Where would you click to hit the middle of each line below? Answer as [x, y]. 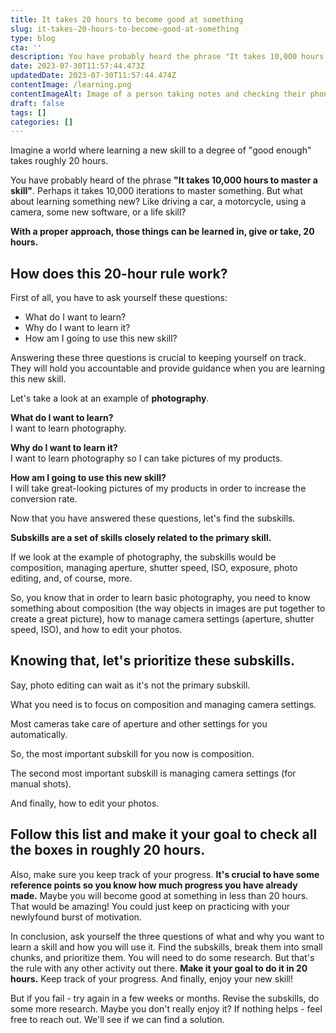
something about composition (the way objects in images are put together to [168, 608]
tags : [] [28, 112]
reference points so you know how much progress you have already [154, 885]
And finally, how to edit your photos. [85, 803]
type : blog [33, 38]
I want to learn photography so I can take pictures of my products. [146, 458]
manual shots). [41, 783]
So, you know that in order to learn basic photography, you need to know [160, 598]
